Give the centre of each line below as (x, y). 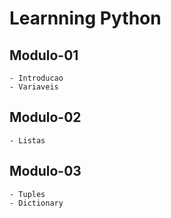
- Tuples (27, 194)
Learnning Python (85, 18)
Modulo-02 (45, 117)
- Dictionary (36, 203)
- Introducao (36, 78)
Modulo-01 (44, 55)
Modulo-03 (45, 171)
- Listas (27, 140)
